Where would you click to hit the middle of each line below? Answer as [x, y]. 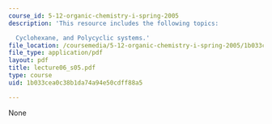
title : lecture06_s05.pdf [52, 68]
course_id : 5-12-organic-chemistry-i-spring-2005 [94, 16]
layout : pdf [28, 60]
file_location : [34, 45]
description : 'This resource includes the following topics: [114, 23]
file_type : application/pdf [56, 53]
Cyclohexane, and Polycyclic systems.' [83, 38]
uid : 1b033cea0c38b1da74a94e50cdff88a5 [76, 83]
